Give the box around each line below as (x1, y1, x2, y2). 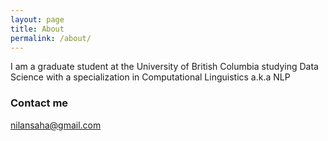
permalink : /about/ (10, 33, 92, 43)
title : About (10, 24, 65, 34)
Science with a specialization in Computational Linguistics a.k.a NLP (10, 71, 291, 83)
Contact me (10, 96, 69, 110)
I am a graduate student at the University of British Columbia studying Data (10, 61, 319, 73)
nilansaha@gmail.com (10, 119, 102, 131)
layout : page (10, 14, 65, 25)
